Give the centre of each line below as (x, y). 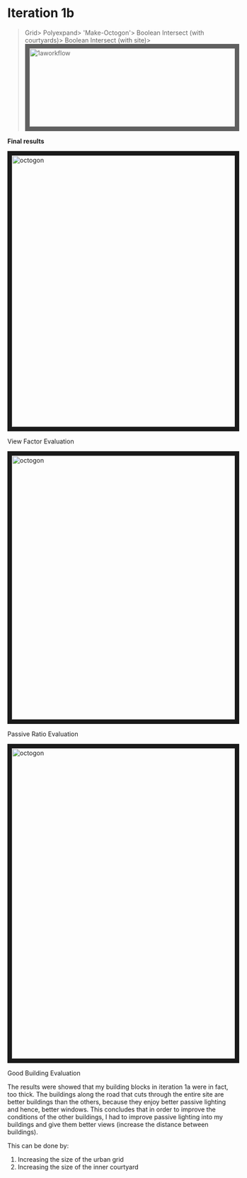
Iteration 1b (41, 13)
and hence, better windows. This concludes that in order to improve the (111, 1109)
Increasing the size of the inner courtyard (78, 1167)
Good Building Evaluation (44, 1073)
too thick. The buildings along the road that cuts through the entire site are (116, 1094)
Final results (26, 141)
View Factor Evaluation (41, 441)
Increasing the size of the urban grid (70, 1160)
